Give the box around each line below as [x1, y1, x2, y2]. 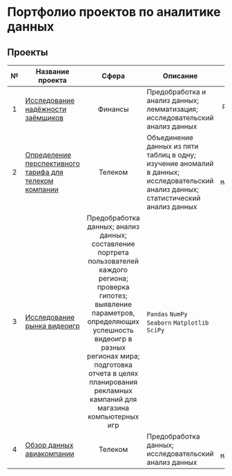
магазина [97, 403, 130, 412]
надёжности [25, 104, 67, 114]
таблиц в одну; [146, 150, 196, 160]
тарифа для [25, 167, 64, 177]
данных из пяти [146, 142, 199, 151]
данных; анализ [87, 222, 140, 231]
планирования [88, 377, 138, 387]
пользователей [88, 256, 139, 266]
